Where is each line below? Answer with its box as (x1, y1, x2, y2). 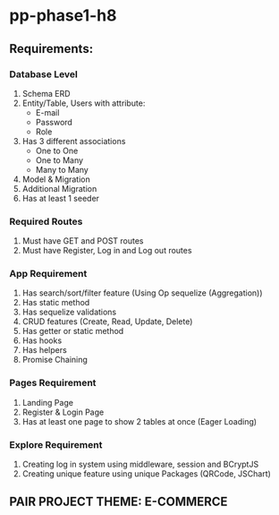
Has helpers (21, 345, 67, 356)
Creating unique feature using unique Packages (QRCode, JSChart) (21, 468, 271, 479)
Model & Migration (21, 174, 91, 185)
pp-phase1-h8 (9, 5, 117, 26)
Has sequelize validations (21, 306, 117, 318)
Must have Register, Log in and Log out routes (21, 245, 192, 256)
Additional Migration (21, 183, 97, 193)
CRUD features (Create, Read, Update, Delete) (21, 316, 193, 327)
